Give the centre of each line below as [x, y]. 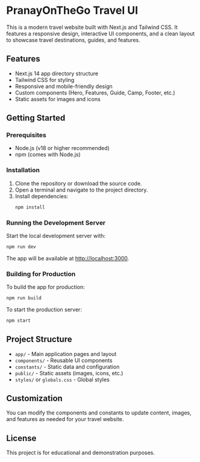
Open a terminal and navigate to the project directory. [81, 190]
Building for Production [41, 273]
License [21, 438]
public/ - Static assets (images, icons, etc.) [69, 373]
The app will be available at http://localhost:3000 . [68, 258]
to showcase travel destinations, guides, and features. [73, 40]
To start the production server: [44, 309]
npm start [19, 320]
